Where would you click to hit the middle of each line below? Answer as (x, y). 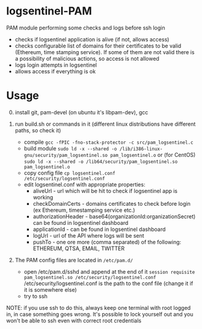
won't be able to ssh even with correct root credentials (74, 321)
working (43, 197)
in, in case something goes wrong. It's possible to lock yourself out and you (100, 314)
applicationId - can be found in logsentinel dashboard (99, 229)
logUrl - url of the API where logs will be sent (88, 235)
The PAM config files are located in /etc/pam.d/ (74, 260)
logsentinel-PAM (49, 11)
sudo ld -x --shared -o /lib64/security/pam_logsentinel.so (101, 161)
